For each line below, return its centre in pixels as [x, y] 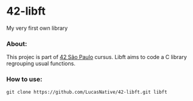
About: [17, 44]
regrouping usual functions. [41, 64]
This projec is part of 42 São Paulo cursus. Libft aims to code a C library [97, 57]
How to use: [24, 79]
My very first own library [37, 28]
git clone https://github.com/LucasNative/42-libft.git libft [87, 92]
